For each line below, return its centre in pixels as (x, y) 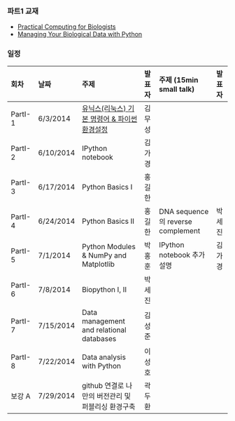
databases (99, 338)
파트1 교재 (23, 11)
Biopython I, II (104, 289)
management (104, 321)
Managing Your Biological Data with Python (80, 34)
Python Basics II (108, 221)
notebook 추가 (182, 255)
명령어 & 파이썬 (114, 119)
